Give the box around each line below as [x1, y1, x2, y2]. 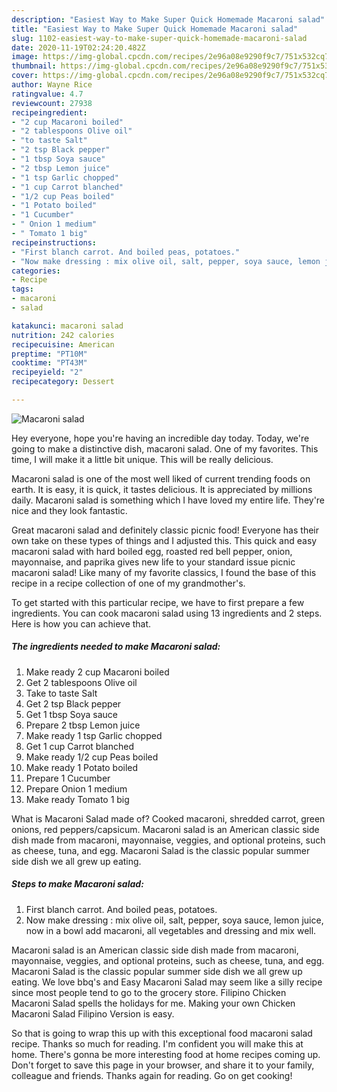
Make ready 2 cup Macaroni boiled [25, 666, 170, 678]
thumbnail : [11, 61, 57, 71]
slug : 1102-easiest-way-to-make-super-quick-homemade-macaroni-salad [11, 33, 308, 43]
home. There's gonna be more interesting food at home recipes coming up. [11, 1048, 321, 1060]
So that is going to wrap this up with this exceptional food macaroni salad [11, 1027, 313, 1039]
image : [11, 52, 39, 62]
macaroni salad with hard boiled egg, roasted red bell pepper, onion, [11, 545, 293, 557]
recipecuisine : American [11, 339, 115, 350]
